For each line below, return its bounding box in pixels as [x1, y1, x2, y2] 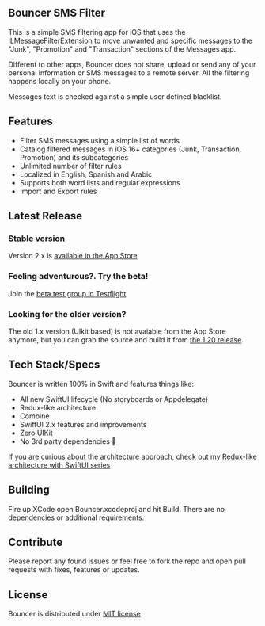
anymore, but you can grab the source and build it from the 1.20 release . [8, 334, 244, 344]
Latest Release [8, 209, 83, 223]
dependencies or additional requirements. [8, 513, 145, 522]
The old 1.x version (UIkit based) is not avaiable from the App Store [8, 326, 227, 336]
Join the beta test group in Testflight [8, 288, 127, 298]
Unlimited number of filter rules [19, 161, 122, 170]
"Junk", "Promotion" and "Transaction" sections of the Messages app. [8, 44, 237, 54]
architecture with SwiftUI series [8, 460, 111, 470]
